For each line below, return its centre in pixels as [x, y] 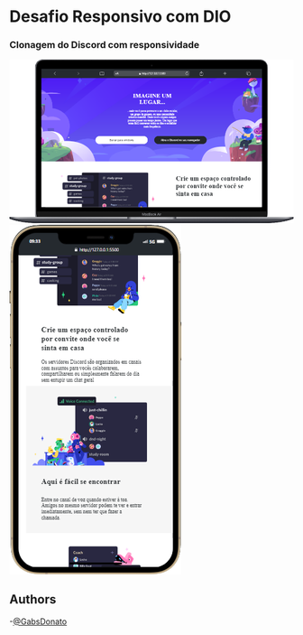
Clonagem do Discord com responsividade [105, 45]
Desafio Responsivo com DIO [120, 17]
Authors [33, 599]
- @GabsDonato [38, 621]
